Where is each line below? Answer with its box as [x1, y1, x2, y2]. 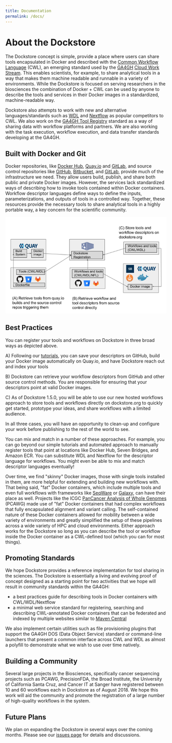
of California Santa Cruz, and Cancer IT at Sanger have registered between [5, 681, 164, 687]
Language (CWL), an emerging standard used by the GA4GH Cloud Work [5, 64, 160, 70]
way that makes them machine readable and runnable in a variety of [5, 75, 149, 82]
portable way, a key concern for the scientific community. [5, 207, 127, 213]
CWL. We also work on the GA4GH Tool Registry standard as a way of [5, 118, 153, 124]
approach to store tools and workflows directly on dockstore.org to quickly [5, 400, 163, 406]
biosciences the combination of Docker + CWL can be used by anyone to [5, 86, 160, 93]
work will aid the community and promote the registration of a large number [5, 692, 165, 699]
